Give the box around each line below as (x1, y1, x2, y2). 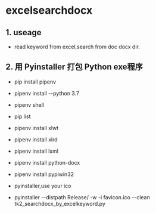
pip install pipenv (14, 78, 57, 85)
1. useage (5, 27, 42, 38)
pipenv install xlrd (14, 135, 58, 143)
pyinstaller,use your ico (14, 182, 71, 189)
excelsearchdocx (5, 4, 93, 17)
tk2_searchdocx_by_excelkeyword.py (14, 200, 105, 207)
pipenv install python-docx (14, 159, 80, 166)
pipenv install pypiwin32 (14, 171, 74, 178)
